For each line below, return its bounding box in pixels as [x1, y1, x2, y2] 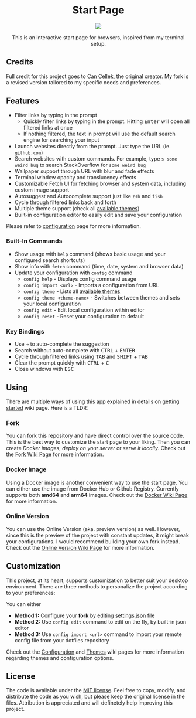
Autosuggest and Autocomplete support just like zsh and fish [14, 192, 163, 199]
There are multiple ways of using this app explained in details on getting [6, 398, 180, 405]
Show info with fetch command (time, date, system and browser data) [14, 263, 184, 270]
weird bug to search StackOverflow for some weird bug [14, 161, 146, 168]
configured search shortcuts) [14, 256, 85, 264]
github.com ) [14, 149, 43, 156]
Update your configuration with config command [14, 269, 133, 276]
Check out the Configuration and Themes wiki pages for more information [6, 648, 184, 655]
